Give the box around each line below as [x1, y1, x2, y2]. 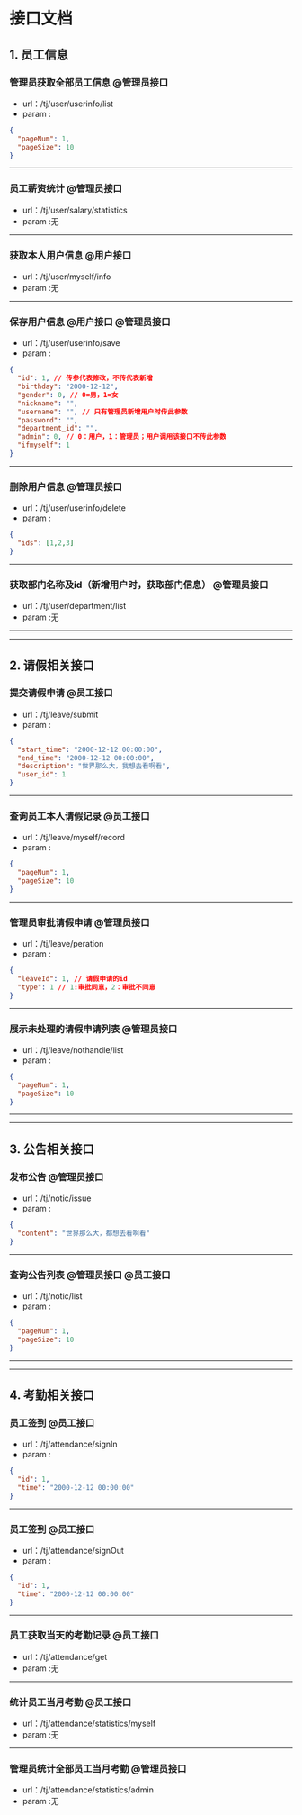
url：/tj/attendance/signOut [22, 1546, 124, 1556]
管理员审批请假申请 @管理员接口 [9, 916, 150, 929]
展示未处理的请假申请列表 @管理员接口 [9, 1022, 178, 1035]
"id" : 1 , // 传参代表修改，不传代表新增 [17, 374, 153, 383]
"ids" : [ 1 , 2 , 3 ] [17, 539, 75, 548]
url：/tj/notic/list [22, 1291, 83, 1302]
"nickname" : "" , [17, 398, 78, 408]
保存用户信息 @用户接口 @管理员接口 [9, 315, 171, 328]
